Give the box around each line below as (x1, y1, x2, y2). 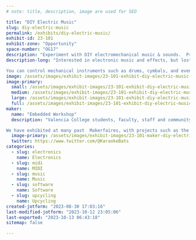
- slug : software (11, 182, 54, 188)
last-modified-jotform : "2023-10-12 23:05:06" (6, 209, 121, 215)
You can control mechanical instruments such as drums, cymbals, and (6, 68, 179, 74)
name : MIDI (16, 165, 43, 172)
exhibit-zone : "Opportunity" (6, 41, 77, 47)
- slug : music (11, 171, 45, 177)
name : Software (16, 187, 54, 193)
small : (11, 84, 27, 90)
